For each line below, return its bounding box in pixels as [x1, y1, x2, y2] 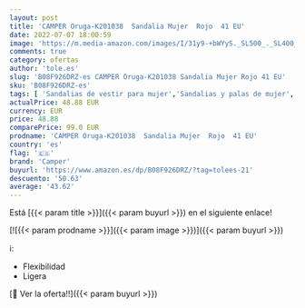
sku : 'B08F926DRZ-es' [9, 81, 92, 90]
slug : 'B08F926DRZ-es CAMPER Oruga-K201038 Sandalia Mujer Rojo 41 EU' [9, 73, 286, 82]
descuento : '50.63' [9, 174, 84, 183]
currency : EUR [9, 106, 64, 115]
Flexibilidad [22, 261, 66, 273]
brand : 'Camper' [9, 156, 71, 166]
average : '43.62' [9, 183, 75, 192]
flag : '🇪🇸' [9, 148, 54, 157]
